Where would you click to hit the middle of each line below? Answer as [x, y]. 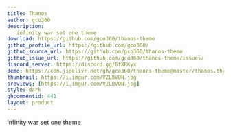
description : [26, 26]
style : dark [24, 90]
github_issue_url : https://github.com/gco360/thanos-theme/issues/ [106, 58]
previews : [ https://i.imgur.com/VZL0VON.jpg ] [73, 84]
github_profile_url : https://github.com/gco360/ [78, 45]
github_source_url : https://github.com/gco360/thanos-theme [95, 52]
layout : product [30, 103]
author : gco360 [29, 20]
